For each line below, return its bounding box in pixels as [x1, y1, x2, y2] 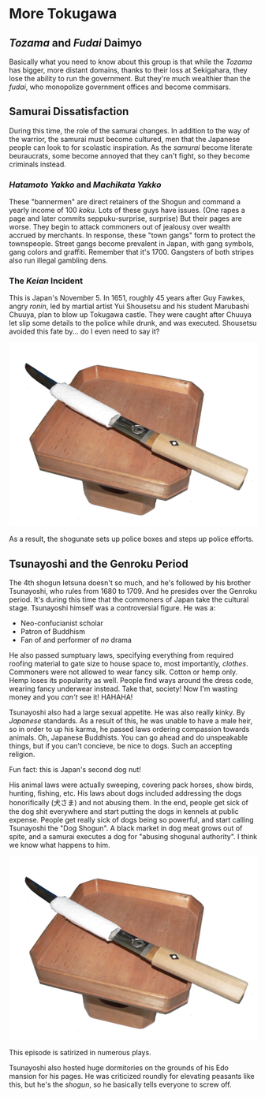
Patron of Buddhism [20, 627, 86, 636]
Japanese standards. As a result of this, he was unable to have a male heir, [9, 716, 253, 726]
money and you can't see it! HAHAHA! [9, 692, 133, 702]
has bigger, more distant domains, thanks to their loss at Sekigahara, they [9, 65, 248, 75]
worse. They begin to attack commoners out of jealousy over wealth [9, 222, 231, 232]
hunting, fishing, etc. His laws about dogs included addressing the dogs [9, 789, 242, 798]
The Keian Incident [9, 275, 84, 286]
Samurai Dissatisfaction [9, 105, 129, 118]
